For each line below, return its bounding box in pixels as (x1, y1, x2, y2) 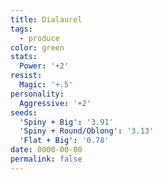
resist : (10, 71, 43, 81)
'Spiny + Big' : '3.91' (19, 117, 114, 127)
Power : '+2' (19, 61, 70, 71)
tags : (10, 24, 33, 34)
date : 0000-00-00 (10, 145, 83, 155)
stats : (10, 52, 38, 62)
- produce (19, 33, 60, 43)
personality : (10, 89, 65, 99)
